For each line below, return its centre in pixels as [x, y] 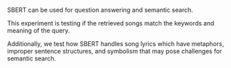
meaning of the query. [39, 31]
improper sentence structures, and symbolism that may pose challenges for [115, 51]
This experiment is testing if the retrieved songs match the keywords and [111, 23]
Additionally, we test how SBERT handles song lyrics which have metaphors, [115, 44]
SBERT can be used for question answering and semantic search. [100, 10]
